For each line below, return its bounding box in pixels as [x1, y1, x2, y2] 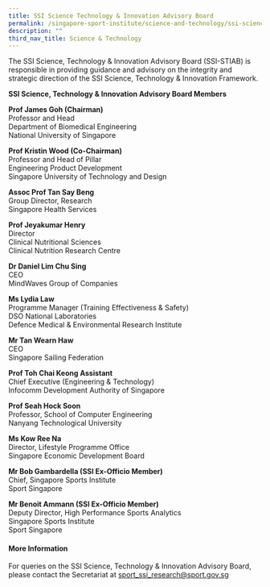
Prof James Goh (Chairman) [8, 105, 104, 114]
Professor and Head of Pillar [8, 155, 102, 164]
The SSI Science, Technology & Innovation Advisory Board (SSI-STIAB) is [8, 56, 252, 66]
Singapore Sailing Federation [8, 352, 104, 363]
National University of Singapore [8, 131, 117, 140]
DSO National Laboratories [8, 311, 97, 321]
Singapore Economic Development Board [8, 451, 145, 460]
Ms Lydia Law [8, 294, 55, 304]
